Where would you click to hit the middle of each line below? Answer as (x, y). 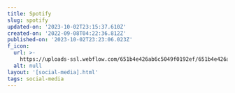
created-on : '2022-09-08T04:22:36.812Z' (67, 33)
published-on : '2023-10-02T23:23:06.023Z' (70, 40)
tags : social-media (36, 79)
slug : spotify (28, 20)
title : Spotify (29, 14)
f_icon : (19, 46)
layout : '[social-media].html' (53, 72)
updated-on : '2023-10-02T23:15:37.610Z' (67, 27)
